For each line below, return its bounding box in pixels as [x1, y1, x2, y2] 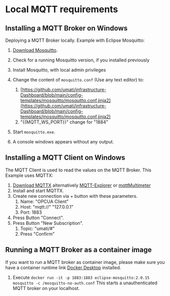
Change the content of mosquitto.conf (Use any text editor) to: [12, 77, 144, 82]
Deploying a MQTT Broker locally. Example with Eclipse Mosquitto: [5, 37, 145, 43]
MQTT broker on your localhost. [12, 285, 80, 291]
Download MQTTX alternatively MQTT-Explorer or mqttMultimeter [12, 182, 151, 188]
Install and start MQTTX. [12, 187, 64, 194]
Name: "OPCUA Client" [20, 198, 69, 204]
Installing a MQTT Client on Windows [5, 154, 126, 162]
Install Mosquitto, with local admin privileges [12, 67, 106, 73]
